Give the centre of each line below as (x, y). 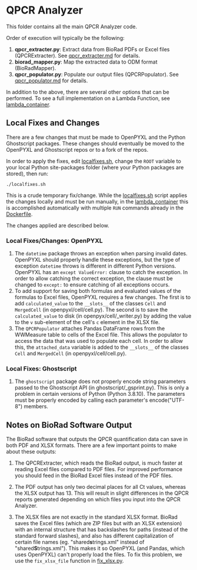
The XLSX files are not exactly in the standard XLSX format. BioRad (96, 517)
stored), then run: (27, 174)
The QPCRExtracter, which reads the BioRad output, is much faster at (98, 463)
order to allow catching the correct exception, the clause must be (94, 279)
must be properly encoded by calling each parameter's (81, 400)
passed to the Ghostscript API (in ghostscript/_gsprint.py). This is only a (102, 388)
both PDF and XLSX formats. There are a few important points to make (91, 445)
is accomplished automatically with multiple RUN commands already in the (95, 208)
